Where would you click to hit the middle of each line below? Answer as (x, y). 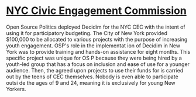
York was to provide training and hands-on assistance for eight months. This (98, 51)
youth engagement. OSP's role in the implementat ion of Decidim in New (93, 46)
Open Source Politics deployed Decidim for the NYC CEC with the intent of (96, 27)
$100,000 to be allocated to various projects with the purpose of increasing (97, 39)
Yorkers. (16, 89)
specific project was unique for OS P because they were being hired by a (94, 58)
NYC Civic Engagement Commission (97, 11)
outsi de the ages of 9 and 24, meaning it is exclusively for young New (91, 82)
